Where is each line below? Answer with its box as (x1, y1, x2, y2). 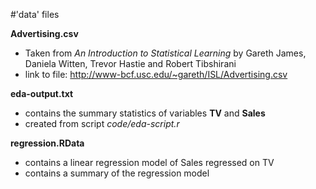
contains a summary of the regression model (24, 167, 210, 179)
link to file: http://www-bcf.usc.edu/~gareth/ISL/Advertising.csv (24, 69, 288, 80)
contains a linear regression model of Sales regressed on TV (24, 157, 275, 168)
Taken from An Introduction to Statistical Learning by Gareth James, (24, 47, 307, 59)
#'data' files (10, 9, 60, 20)
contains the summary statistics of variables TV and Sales (24, 107, 266, 119)
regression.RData (10, 137, 85, 149)
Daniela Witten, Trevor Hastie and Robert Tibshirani (24, 58, 237, 69)
